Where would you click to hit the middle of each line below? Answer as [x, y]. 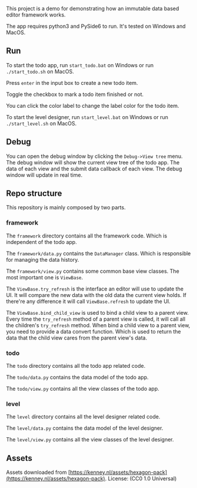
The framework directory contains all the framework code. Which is [87, 236]
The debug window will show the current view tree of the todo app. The [93, 162]
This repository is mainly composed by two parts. [66, 207]
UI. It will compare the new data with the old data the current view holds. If [96, 295]
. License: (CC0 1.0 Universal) [141, 479]
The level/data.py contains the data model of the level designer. [85, 428]
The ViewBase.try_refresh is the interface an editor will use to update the [95, 289]
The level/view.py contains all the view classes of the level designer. [90, 440]
